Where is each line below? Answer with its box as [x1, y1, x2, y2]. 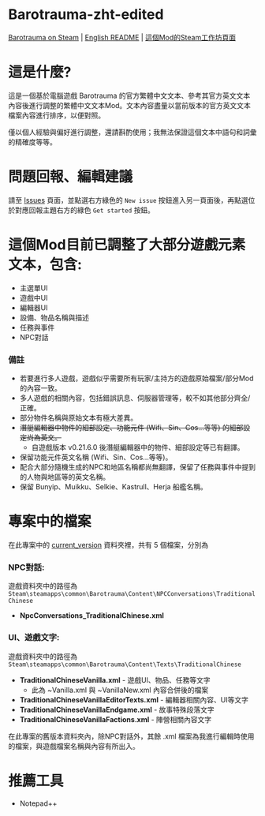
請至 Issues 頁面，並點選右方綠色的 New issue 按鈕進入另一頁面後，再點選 [8, 195, 248, 204]
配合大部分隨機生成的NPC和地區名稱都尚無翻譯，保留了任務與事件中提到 [19, 462, 256, 472]
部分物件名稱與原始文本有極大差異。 [19, 413, 138, 423]
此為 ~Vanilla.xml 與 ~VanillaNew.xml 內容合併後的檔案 [31, 685, 209, 694]
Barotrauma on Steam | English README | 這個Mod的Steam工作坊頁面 [8, 32, 237, 42]
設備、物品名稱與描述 [19, 313, 89, 322]
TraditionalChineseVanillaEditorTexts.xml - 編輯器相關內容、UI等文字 [19, 694, 248, 704]
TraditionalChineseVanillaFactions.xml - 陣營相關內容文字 [19, 714, 212, 724]
